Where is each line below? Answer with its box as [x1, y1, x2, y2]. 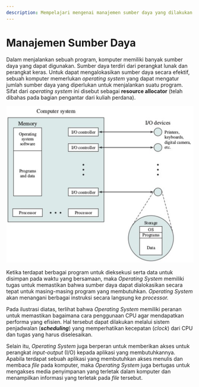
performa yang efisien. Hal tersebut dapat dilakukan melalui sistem [6, 318, 170, 325]
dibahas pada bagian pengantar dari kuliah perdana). [6, 94, 136, 101]
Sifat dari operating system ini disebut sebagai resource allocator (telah [6, 87, 183, 95]
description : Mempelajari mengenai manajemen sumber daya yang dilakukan [6, 10, 193, 16]
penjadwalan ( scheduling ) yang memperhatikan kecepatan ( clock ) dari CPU [6, 324, 193, 332]
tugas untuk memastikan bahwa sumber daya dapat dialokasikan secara [6, 281, 183, 289]
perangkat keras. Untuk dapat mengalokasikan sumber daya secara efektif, [6, 69, 190, 76]
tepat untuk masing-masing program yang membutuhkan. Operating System [6, 287, 193, 295]
